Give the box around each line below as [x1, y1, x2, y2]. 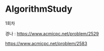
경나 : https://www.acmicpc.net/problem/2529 [5, 30, 99, 36]
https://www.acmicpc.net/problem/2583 [5, 40, 88, 46]
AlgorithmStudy [5, 3, 73, 15]
